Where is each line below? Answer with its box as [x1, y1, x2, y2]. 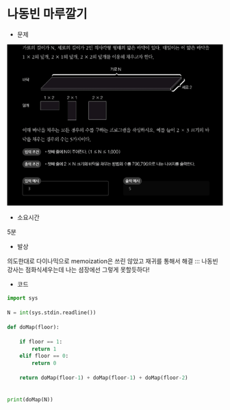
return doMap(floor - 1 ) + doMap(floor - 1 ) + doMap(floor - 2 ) [19, 374, 188, 381]
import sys [7, 295, 38, 302]
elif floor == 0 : [19, 352, 69, 360]
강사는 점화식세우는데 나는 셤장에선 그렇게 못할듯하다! [7, 265, 150, 274]
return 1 [31, 346, 57, 352]
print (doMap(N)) [7, 396, 53, 403]
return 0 [31, 360, 57, 367]
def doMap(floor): [7, 324, 60, 330]
